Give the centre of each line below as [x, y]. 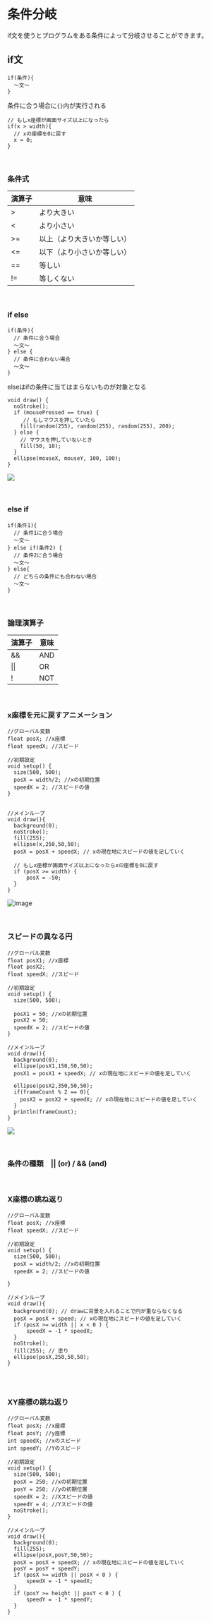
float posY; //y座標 [36, 1434]
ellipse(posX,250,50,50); [52, 1357]
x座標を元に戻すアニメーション [60, 715]
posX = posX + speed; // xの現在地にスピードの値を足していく [98, 1319]
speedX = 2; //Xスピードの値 [53, 1497]
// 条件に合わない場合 [42, 359]
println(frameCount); [46, 1112]
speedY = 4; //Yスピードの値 [53, 1505]
